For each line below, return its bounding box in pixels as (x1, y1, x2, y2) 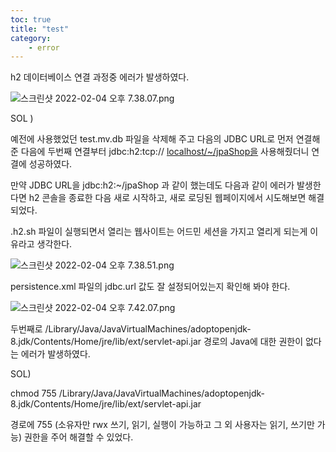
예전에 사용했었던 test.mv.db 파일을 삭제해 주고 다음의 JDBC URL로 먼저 (10, 133, 294, 145)
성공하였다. (28, 158, 73, 170)
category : (10, 33, 52, 43)
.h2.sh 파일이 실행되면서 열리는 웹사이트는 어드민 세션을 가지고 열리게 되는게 (10, 226, 308, 238)
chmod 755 (10, 387, 57, 400)
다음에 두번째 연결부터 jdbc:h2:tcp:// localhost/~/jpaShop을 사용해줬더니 (20, 146, 310, 158)
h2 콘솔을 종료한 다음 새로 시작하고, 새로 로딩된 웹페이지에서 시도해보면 (28, 192, 307, 204)
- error (28, 42, 60, 53)
